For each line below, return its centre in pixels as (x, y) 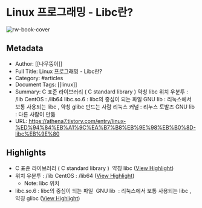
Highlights (26, 153)
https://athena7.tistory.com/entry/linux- (77, 121)
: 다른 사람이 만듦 (35, 114)
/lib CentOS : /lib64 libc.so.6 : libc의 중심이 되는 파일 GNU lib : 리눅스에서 (103, 99)
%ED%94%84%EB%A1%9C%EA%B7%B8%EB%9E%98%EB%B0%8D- (106, 127)
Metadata (25, 49)
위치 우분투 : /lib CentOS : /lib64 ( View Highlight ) (75, 175)
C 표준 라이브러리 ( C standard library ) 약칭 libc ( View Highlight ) (94, 168)
